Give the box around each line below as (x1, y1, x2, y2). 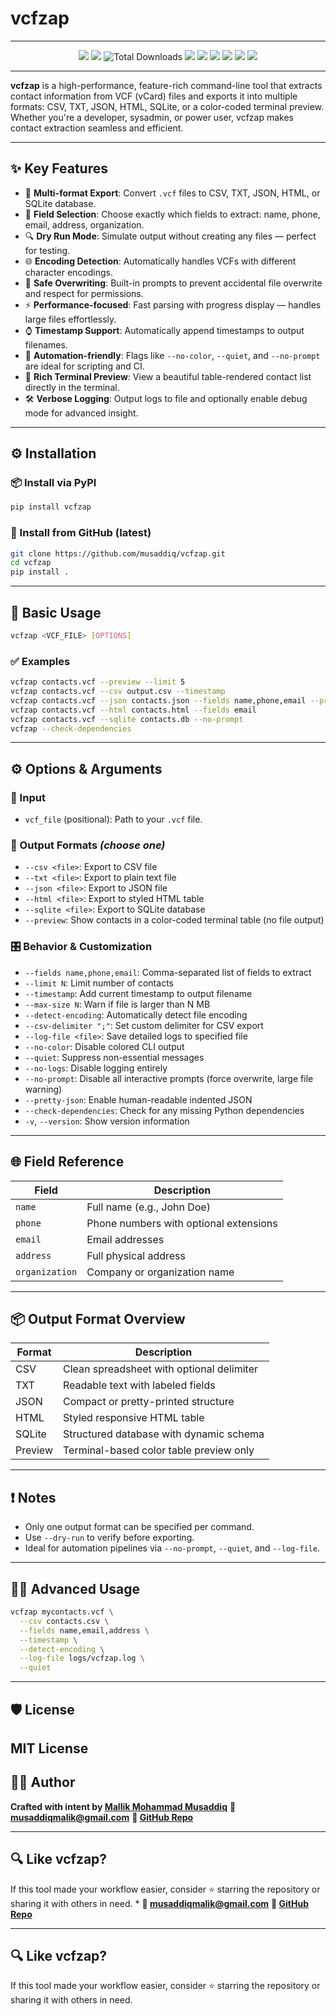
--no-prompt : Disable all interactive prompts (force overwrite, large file (24, 1072, 314, 1084)
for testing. (24, 244, 71, 256)
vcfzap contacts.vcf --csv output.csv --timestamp (10, 687, 226, 697)
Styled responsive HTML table (63, 1411, 205, 1425)
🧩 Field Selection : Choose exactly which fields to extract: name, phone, (24, 208, 321, 220)
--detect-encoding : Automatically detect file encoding (24, 1008, 248, 1021)
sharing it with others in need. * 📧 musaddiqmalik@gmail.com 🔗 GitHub (10, 1897, 310, 1909)
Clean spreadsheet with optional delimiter (63, 1362, 258, 1376)
